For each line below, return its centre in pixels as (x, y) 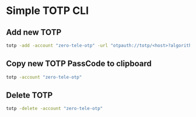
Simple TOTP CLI (48, 11)
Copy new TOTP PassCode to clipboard (79, 64)
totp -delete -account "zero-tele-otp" (55, 109)
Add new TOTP (34, 32)
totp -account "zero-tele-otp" (44, 77)
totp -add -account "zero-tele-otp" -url (57, 45)
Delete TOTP (29, 95)
